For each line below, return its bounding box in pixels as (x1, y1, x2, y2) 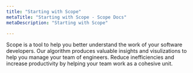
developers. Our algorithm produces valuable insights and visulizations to (6, 47, 187, 55)
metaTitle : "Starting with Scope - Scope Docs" (6, 14, 127, 20)
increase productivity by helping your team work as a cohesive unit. (6, 60, 173, 67)
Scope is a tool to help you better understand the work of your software (6, 41, 183, 48)
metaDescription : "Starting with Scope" (6, 20, 109, 26)
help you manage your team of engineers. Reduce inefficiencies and (6, 54, 174, 61)
